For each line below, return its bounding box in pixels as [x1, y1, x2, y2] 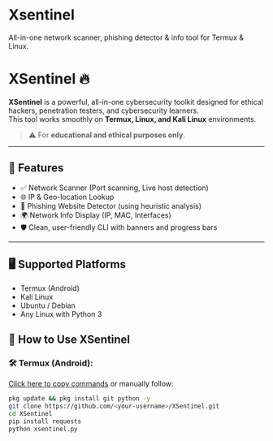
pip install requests [8, 417, 82, 426]
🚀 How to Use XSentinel [8, 332, 131, 346]
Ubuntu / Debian [19, 300, 76, 310]
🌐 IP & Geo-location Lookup [19, 192, 115, 201]
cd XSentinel [8, 409, 53, 417]
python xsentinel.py [8, 425, 79, 433]
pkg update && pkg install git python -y [8, 395, 151, 403]
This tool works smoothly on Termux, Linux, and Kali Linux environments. [8, 114, 257, 123]
